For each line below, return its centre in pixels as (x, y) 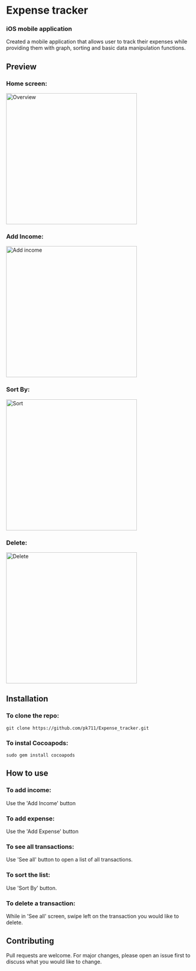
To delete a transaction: (41, 903)
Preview (22, 67)
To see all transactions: (40, 847)
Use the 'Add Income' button (41, 803)
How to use (27, 773)
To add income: (29, 790)
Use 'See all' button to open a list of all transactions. (69, 860)
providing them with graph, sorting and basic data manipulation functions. (96, 48)
